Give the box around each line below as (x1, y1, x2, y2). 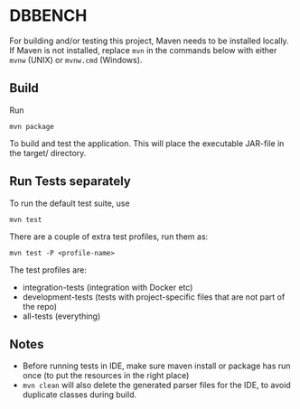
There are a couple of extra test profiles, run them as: (9, 231, 209, 242)
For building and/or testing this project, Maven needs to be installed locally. (9, 35, 289, 46)
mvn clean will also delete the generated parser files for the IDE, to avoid (22, 380, 291, 391)
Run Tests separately (9, 173, 131, 190)
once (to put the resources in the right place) (22, 370, 190, 381)
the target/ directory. (9, 147, 87, 158)
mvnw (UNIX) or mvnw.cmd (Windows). (9, 54, 143, 65)
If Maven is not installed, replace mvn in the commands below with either (9, 44, 277, 55)
